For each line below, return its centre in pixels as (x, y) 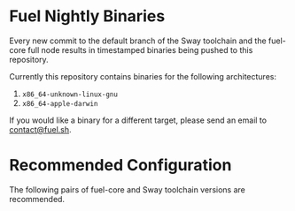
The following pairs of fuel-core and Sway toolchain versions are (127, 189)
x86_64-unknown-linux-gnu (70, 94)
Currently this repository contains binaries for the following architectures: (143, 76)
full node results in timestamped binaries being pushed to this (140, 49)
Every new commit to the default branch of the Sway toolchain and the (138, 41)
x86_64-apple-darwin (60, 103)
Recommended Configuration (120, 166)
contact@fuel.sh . (41, 129)
